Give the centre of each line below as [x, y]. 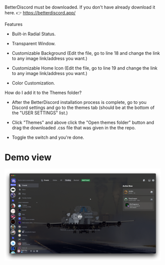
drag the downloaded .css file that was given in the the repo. [74, 128]
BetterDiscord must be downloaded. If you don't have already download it [80, 7]
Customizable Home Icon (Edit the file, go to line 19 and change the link [85, 68]
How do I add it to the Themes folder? [43, 92]
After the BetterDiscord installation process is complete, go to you [79, 102]
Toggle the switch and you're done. [48, 137]
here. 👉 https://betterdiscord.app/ [40, 13]
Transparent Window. [34, 44]
